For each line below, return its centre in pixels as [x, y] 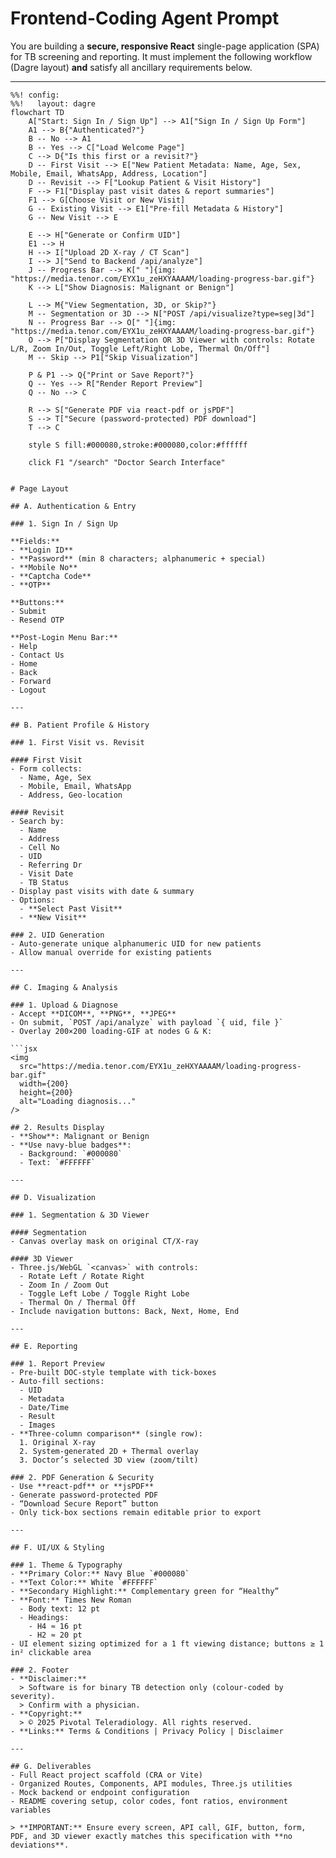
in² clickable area [51, 1652]
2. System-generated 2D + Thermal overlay [109, 1451]
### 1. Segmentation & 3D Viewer [80, 1215]
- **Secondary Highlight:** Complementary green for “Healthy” [145, 1591]
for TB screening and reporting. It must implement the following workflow [161, 56]
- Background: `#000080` [71, 1153]
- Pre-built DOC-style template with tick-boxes [113, 1372]
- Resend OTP [37, 620]
